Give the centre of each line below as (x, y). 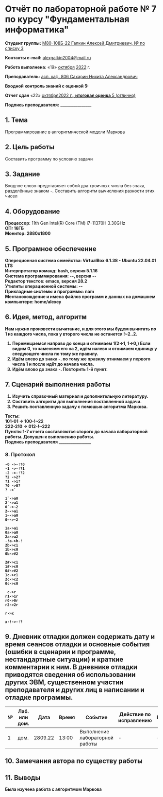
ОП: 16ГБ (15, 228)
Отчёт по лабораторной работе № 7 (81, 9)
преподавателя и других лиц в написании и (75, 690)
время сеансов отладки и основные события (77, 645)
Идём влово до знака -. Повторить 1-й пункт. (60, 369)
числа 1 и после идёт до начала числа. (53, 364)
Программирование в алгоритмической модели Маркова (65, 132)
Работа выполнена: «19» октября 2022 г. (48, 67)
